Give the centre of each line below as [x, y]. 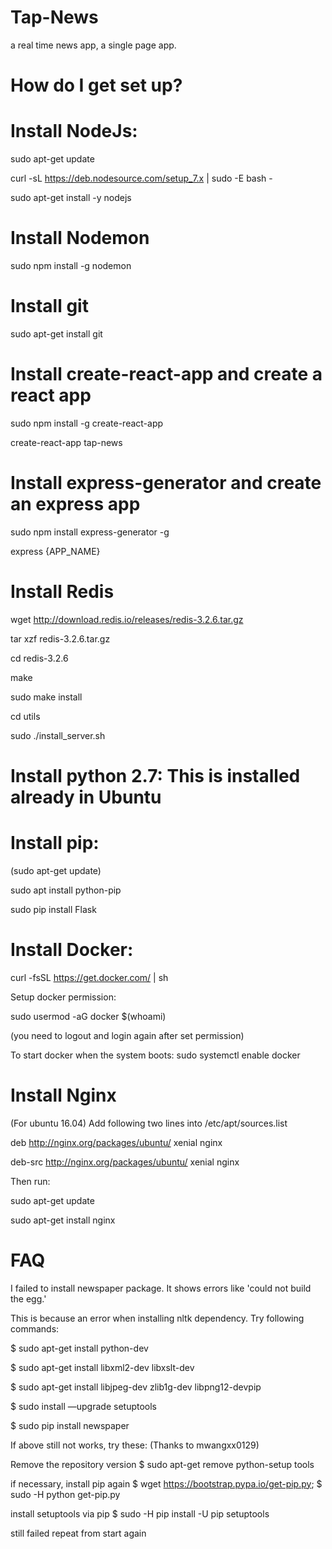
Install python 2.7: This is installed [155, 775]
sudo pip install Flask [53, 909]
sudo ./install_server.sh [58, 735]
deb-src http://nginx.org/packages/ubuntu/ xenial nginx [125, 1162]
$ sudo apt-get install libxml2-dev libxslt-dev [102, 1367]
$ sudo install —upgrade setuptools [84, 1406]
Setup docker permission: [63, 997]
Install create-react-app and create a [166, 374]
